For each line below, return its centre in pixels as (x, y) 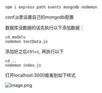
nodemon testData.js (27, 41)
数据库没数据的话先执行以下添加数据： (44, 28)
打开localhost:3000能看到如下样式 (40, 75)
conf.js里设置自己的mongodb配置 (39, 17)
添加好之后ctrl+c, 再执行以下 (34, 51)
